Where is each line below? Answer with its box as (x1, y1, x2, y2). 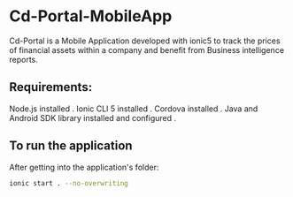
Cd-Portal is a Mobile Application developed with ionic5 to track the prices (9, 35, 281, 46)
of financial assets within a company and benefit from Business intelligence (9, 44, 285, 55)
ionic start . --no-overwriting (9, 178, 128, 187)
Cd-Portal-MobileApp (9, 6, 173, 27)
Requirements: (9, 80, 93, 95)
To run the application (9, 139, 133, 154)
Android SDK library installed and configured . (9, 112, 177, 123)
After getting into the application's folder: (9, 162, 159, 172)
